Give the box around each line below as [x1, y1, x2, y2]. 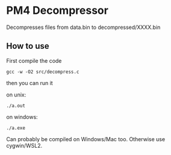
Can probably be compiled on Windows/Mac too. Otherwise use [6, 135, 166, 142]
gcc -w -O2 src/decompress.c [6, 69, 79, 75]
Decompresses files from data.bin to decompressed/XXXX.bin [6, 24, 161, 31]
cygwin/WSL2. [6, 142, 43, 149]
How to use [6, 41, 49, 51]
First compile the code [6, 57, 62, 64]
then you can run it [6, 79, 53, 86]
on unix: [6, 91, 26, 98]
